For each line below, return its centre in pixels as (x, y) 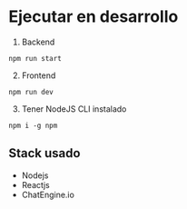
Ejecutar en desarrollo (93, 17)
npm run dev (31, 92)
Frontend (39, 75)
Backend (38, 42)
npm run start (35, 58)
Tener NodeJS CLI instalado (74, 109)
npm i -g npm (33, 125)
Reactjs (36, 184)
